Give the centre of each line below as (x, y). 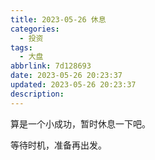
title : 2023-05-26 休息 (58, 19)
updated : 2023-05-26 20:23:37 (73, 85)
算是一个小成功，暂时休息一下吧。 (80, 123)
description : (37, 94)
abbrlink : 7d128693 (51, 66)
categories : (35, 29)
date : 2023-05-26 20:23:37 (66, 76)
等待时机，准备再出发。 (58, 145)
